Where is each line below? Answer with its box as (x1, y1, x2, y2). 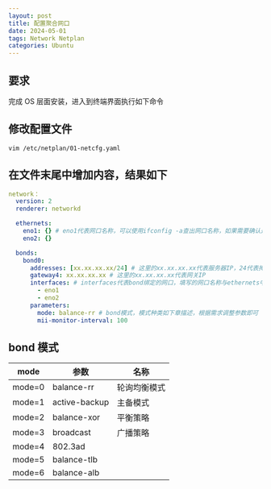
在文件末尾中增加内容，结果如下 (8, 168, 168, 182)
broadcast (52, 427, 91, 438)
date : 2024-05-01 (8, 27, 67, 35)
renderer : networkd (15, 205, 81, 213)
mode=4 (12, 441, 45, 452)
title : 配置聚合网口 (8, 19, 70, 27)
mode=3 (12, 427, 45, 438)
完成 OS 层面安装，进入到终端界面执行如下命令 (8, 96, 164, 106)
